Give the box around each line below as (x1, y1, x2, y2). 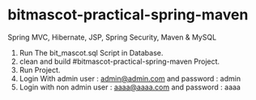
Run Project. (19, 65, 61, 74)
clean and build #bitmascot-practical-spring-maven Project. (19, 56, 220, 66)
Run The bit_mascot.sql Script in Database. (19, 48, 164, 57)
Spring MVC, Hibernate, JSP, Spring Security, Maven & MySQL (7, 32, 217, 42)
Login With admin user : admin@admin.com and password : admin (19, 73, 241, 83)
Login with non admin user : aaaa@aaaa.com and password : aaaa (19, 82, 241, 92)
